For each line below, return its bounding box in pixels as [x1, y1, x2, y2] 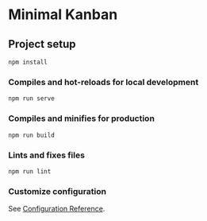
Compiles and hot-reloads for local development [8, 76, 199, 87]
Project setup [8, 37, 77, 51]
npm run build [8, 131, 56, 139]
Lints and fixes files [8, 149, 86, 161]
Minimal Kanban [8, 6, 118, 24]
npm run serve [8, 95, 56, 103]
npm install [8, 58, 48, 66]
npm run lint [8, 167, 52, 176]
